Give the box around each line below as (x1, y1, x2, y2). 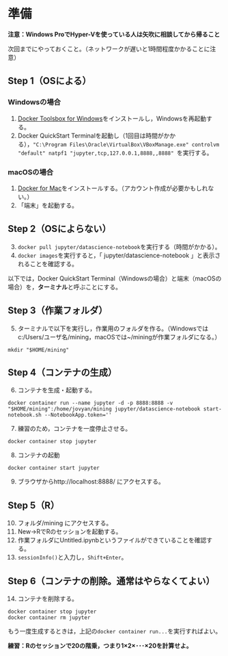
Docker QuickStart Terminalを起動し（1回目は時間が (17, 131, 165, 140)
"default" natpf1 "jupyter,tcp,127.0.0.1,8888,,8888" (17, 150, 174, 157)
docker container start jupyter (8, 464, 100, 472)
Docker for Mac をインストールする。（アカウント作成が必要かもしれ (17, 184, 208, 192)
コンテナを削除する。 (17, 594, 78, 603)
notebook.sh (8, 412, 42, 419)
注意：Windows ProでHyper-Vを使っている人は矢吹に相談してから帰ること (8, 30, 220, 38)
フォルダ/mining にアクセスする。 (17, 519, 113, 527)
